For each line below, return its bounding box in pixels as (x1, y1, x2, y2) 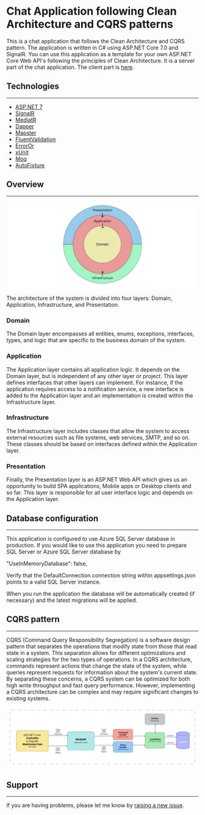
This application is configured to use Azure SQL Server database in (6, 535, 176, 542)
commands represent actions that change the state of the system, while (6, 662, 187, 670)
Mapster (15, 129, 37, 136)
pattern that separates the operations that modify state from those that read (6, 643, 197, 650)
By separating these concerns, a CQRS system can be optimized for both (6, 675, 190, 682)
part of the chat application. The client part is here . (6, 63, 134, 71)
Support (6, 780, 38, 790)
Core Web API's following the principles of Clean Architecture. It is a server (6, 57, 195, 64)
